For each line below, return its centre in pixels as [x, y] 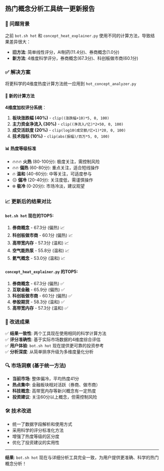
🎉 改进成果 [18, 322]
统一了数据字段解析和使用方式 [42, 424]
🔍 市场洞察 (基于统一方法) [36, 365]
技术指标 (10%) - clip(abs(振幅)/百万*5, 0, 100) [61, 136]
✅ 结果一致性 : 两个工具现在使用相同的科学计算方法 [56, 334]
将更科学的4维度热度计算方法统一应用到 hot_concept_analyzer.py [71, 83]
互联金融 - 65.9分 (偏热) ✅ [38, 290]
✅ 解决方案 [18, 72]
